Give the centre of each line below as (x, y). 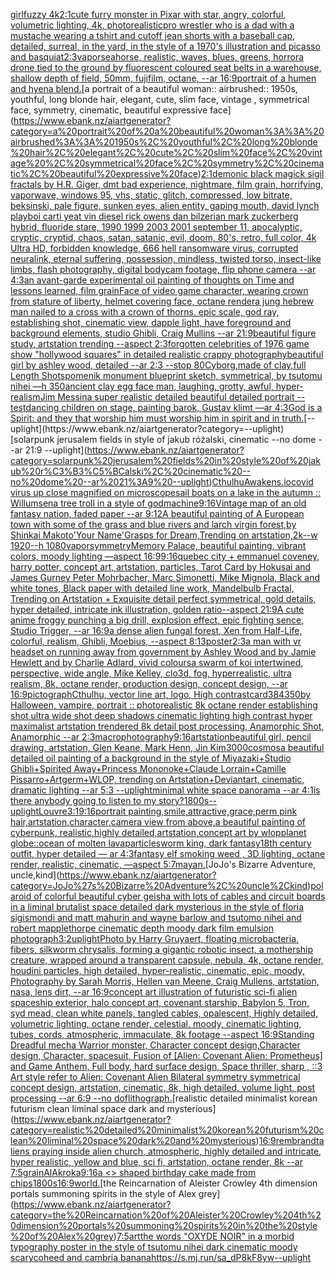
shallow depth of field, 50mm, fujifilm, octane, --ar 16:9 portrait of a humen (163, 78)
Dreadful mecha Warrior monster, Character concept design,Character (155, 1045)
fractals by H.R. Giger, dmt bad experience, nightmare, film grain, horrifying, (167, 184)
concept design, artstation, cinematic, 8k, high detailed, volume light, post (163, 1087)
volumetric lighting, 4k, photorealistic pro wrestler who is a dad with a (152, 25)
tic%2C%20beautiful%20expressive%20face (104, 173)
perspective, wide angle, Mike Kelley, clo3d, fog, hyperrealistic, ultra (151, 673)
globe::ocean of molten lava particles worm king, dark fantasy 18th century (161, 843)
